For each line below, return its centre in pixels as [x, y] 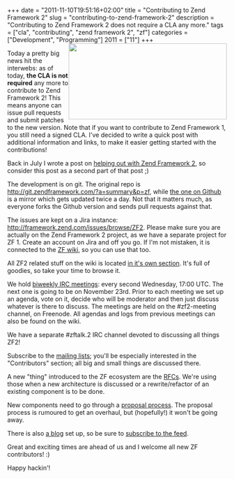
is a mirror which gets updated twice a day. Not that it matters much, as [110, 199]
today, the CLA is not [38, 75]
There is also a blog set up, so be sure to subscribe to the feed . [98, 433]
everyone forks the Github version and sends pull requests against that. [110, 206]
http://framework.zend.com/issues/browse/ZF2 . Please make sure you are [114, 227]
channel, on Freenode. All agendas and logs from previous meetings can [111, 314]
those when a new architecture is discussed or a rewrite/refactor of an [108, 384]
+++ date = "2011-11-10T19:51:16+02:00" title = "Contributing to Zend [106, 10]
